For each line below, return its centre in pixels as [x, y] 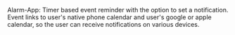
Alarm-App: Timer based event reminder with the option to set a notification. [118, 10]
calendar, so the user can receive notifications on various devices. [103, 24]
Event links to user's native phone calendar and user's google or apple [110, 17]
